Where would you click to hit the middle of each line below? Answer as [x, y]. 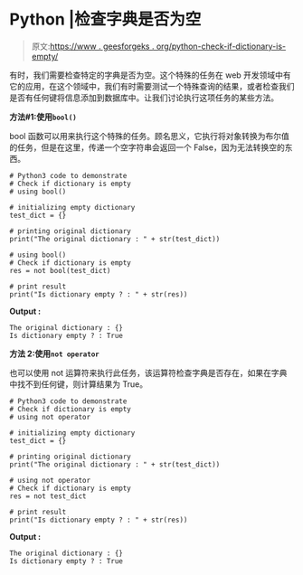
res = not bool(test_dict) [60, 270]
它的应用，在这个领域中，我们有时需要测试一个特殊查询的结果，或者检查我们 [152, 86]
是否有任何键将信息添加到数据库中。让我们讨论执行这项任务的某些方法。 [144, 98]
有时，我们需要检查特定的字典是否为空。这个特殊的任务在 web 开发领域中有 [150, 75]
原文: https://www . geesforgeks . [93, 46]
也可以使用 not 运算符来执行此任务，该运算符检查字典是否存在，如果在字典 [148, 372]
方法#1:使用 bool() [43, 117]
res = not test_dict [48, 496]
